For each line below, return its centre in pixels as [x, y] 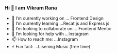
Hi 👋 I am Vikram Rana [31, 8]
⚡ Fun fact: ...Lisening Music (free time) [51, 47]
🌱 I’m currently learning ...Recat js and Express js [60, 23]
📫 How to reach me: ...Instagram [45, 39]
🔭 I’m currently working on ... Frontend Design [58, 18]
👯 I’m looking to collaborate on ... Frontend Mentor [62, 29]
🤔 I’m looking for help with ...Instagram [50, 34]
